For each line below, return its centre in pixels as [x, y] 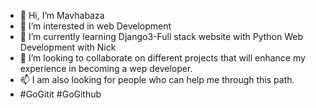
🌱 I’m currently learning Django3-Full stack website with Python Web [161, 36]
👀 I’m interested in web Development [95, 26]
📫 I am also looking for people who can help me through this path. [157, 79]
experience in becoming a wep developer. [106, 68]
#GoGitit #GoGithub [60, 94]
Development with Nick [68, 47]
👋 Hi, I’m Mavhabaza [62, 15]
